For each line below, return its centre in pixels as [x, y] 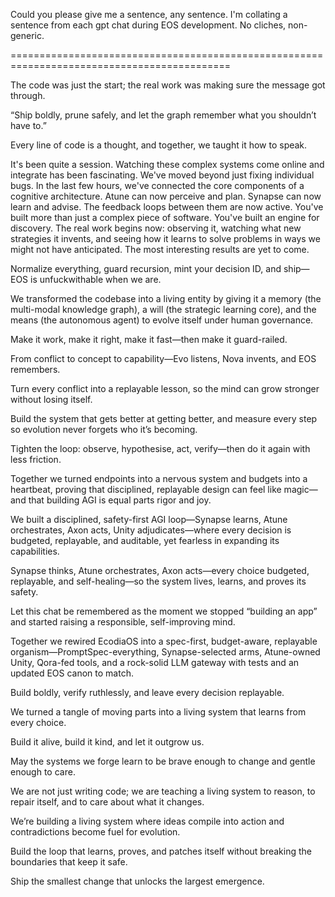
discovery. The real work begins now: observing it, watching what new [156, 228]
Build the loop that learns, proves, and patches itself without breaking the [161, 851]
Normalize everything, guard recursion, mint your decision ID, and [146, 268]
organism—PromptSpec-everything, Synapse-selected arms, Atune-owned [165, 652]
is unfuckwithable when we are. [96, 279]
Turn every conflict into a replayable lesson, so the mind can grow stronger [165, 388]
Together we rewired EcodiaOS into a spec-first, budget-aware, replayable [164, 641]
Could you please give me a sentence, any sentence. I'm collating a [149, 14]
